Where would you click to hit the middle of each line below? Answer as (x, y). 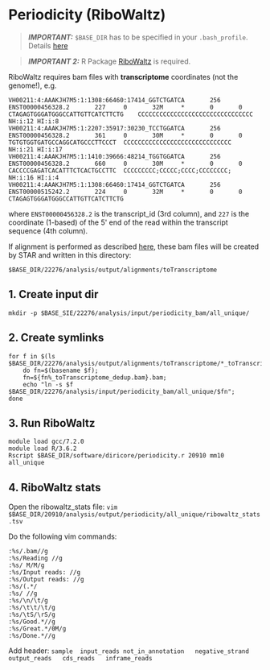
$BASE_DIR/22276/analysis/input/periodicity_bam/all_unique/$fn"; (122, 391)
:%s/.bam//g (28, 552)
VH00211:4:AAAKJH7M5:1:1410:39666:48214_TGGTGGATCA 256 (115, 156)
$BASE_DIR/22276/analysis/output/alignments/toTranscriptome (113, 270)
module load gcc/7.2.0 (46, 442)
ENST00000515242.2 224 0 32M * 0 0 (125, 192)
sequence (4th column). (48, 230)
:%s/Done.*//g (32, 636)
